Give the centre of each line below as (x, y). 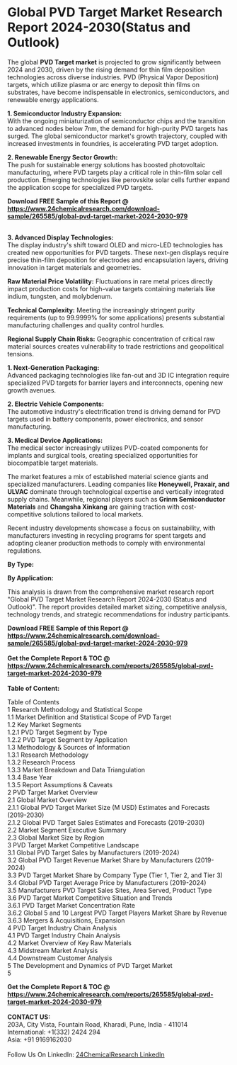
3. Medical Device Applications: (55, 440)
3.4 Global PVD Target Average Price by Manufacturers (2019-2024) (107, 882)
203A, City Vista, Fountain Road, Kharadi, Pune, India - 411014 (98, 1024)
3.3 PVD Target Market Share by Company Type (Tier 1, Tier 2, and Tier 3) (115, 875)
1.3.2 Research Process (41, 762)
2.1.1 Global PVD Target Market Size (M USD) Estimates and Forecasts (109, 807)
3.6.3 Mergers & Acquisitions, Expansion (66, 920)
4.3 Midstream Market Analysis (53, 950)
